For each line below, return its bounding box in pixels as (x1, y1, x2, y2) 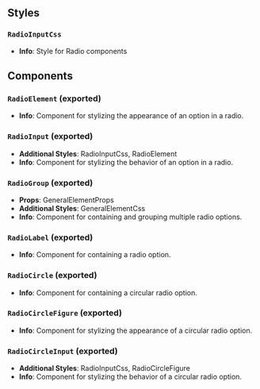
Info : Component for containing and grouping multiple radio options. (18, 212, 243, 221)
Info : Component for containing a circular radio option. (18, 287, 197, 297)
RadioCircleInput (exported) (7, 345, 118, 356)
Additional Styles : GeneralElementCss (18, 203, 146, 213)
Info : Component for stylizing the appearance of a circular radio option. (18, 325, 253, 335)
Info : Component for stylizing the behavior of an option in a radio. (18, 157, 234, 167)
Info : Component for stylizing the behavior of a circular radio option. (18, 372, 243, 382)
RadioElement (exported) (7, 93, 102, 104)
